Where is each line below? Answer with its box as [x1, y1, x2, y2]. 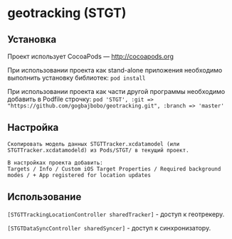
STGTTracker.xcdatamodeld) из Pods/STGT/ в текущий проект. [7, 147, 190, 154]
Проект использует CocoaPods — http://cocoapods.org [7, 52, 174, 60]
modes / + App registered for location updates [7, 171, 152, 179]
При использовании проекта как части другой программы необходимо [7, 87, 226, 95]
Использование [7, 191, 82, 203]
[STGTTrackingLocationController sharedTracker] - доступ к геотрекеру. [7, 210, 225, 218]
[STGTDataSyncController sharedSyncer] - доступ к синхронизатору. [7, 223, 211, 232]
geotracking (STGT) [7, 5, 127, 21]
